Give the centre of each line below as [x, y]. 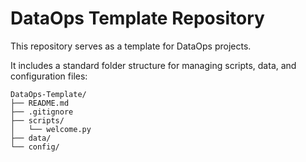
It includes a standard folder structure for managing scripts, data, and [153, 65]
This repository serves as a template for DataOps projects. [131, 46]
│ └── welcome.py [51, 129]
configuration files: [49, 76]
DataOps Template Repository [137, 18]
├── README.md [40, 103]
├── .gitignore [42, 112]
